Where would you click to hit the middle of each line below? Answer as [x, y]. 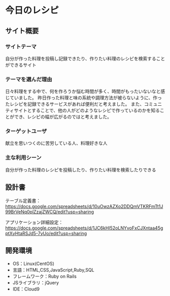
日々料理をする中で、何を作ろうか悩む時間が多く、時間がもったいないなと [83, 92]
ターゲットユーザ [26, 131]
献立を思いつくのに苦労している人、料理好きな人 [56, 143]
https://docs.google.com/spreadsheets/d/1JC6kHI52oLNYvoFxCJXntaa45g [84, 228]
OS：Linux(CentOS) [33, 264]
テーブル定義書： [23, 200]
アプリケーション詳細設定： [34, 222]
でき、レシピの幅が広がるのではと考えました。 [63, 117]
